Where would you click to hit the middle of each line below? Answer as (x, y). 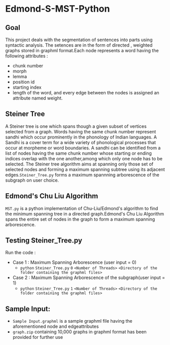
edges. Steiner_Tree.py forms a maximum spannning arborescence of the (82, 175)
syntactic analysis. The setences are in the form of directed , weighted (79, 45)
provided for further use (38, 337)
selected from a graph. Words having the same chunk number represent (81, 131)
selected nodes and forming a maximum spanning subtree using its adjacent (85, 169)
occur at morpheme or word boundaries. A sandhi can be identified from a (83, 148)
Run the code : (21, 253)
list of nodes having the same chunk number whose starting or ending (79, 153)
